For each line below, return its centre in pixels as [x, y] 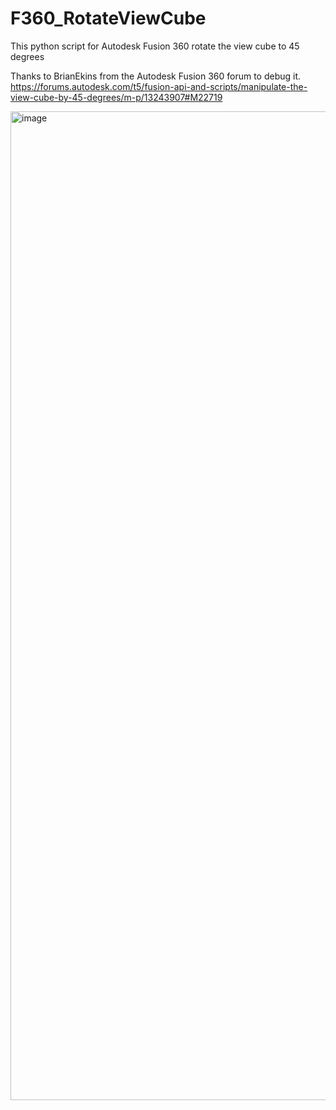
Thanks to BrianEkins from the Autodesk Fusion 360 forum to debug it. [156, 76]
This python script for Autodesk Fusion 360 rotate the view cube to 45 [155, 46]
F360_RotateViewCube [108, 18]
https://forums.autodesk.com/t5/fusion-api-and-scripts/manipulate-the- [159, 86]
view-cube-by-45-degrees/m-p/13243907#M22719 [116, 97]
